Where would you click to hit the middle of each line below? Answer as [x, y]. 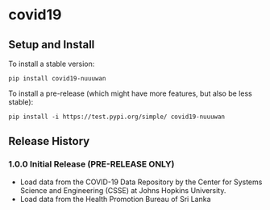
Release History [49, 141]
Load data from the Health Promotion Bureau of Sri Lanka [115, 199]
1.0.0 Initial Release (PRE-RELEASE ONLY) [91, 164]
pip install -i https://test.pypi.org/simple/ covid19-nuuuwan [117, 117]
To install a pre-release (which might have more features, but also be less [130, 93]
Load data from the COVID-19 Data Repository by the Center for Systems [141, 182]
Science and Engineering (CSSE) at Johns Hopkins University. [123, 190]
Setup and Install [52, 45]
